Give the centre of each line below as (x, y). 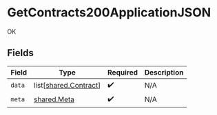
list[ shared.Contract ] (67, 86)
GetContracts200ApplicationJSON (109, 13)
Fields (21, 53)
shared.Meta (54, 99)
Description (164, 72)
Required (123, 72)
